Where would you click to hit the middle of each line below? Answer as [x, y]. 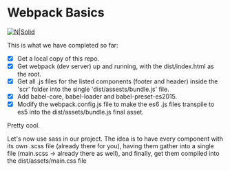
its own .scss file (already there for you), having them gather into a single [111, 146]
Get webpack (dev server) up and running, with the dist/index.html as [116, 66]
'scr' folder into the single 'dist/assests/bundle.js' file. [93, 89]
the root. [29, 74]
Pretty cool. [23, 125]
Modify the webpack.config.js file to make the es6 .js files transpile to [116, 104]
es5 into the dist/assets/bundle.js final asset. [81, 112]
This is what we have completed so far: [63, 45]
